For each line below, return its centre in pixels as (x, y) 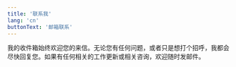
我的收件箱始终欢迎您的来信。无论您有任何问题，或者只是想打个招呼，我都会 (118, 48)
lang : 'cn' (23, 20)
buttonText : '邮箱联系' (40, 27)
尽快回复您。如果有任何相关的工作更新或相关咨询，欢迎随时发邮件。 (106, 56)
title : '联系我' (30, 14)
